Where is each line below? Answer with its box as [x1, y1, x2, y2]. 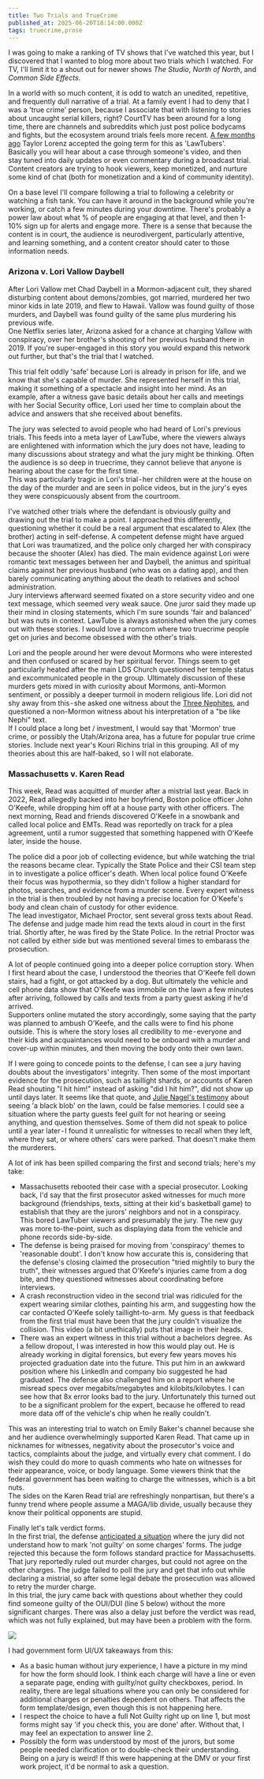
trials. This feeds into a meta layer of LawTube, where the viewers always [8, 432, 246, 442]
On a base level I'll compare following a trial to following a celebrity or [8, 187, 234, 198]
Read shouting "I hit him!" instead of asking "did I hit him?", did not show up [8, 1084, 254, 1093]
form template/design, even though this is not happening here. [19, 1702, 223, 1712]
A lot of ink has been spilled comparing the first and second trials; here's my [8, 1158, 256, 1167]
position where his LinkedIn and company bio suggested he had [19, 1366, 228, 1376]
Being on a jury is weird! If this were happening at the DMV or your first [19, 1753, 251, 1762]
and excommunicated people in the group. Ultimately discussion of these [8, 673, 246, 682]
